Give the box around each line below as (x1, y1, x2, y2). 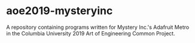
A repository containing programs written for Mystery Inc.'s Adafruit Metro (6, 24, 190, 31)
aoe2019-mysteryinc (6, 4, 113, 18)
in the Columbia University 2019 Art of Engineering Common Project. (6, 29, 175, 37)
